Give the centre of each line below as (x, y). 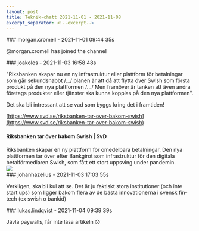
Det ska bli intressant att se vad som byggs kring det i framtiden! (85, 105)
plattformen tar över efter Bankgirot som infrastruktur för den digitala (91, 156)
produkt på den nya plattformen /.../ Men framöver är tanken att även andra (98, 87)
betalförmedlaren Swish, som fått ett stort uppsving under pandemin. (91, 162)
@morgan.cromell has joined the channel (57, 51)
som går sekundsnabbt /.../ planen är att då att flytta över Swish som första (98, 80)
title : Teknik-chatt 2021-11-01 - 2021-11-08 (63, 17)
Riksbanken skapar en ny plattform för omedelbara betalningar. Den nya (94, 149)
